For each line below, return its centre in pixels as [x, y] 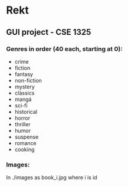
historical [26, 111]
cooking [24, 149]
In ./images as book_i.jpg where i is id [52, 178]
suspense [27, 137]
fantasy [24, 74]
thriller [22, 124]
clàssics [24, 93]
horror [22, 118]
